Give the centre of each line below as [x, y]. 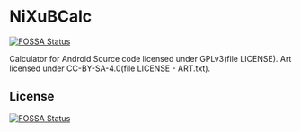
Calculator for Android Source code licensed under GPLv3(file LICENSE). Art [150, 58]
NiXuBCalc [51, 17]
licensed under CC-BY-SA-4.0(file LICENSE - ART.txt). [110, 68]
